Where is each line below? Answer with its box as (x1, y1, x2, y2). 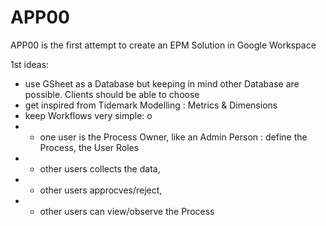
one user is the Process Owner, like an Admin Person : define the (39, 131, 308, 143)
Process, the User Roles (39, 141, 140, 153)
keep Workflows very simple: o (24, 109, 153, 121)
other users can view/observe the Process (39, 205, 215, 217)
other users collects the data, (39, 162, 161, 175)
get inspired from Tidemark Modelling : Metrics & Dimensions (24, 99, 278, 111)
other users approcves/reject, (39, 184, 163, 196)
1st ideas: (10, 58, 50, 70)
